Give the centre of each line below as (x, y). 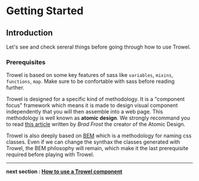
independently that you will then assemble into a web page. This (85, 112)
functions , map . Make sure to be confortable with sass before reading (90, 82)
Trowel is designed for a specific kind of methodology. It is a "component (95, 99)
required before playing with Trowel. (50, 154)
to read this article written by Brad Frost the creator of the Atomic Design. (96, 124)
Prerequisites (26, 62)
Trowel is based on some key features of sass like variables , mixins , (90, 75)
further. (15, 88)
